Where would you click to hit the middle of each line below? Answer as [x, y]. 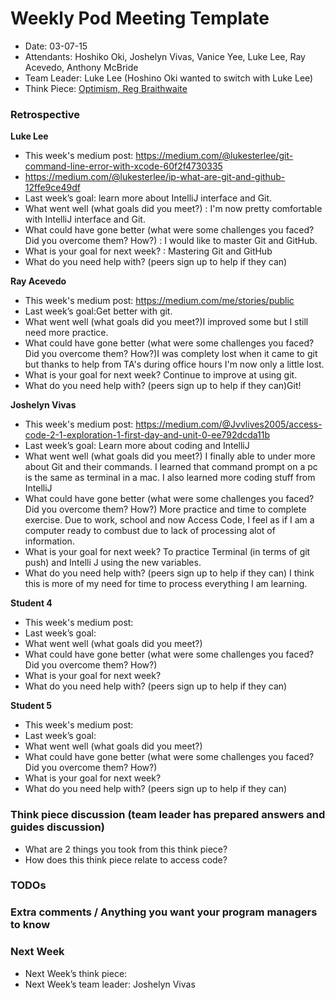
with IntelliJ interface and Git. [85, 219]
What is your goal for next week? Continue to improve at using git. [161, 375]
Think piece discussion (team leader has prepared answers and [168, 815]
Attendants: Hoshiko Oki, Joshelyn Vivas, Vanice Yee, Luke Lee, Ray [165, 56]
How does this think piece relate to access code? [126, 859]
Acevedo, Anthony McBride [81, 67]
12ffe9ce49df [52, 188]
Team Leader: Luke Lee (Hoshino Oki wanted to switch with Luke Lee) [169, 78]
